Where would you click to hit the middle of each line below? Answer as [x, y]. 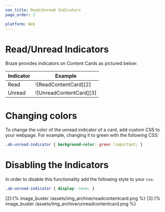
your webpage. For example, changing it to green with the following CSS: [82, 135]
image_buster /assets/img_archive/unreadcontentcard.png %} [71, 204]
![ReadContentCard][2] [63, 85]
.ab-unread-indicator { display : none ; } [50, 189]
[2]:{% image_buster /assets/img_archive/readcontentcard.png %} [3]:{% [83, 198]
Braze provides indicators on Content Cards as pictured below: [72, 63]
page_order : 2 [20, 15]
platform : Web [20, 24]
